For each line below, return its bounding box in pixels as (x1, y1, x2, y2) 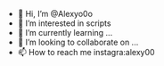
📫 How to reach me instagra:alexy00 (17, 47, 155, 57)
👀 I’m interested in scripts (17, 18, 111, 29)
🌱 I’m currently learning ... (17, 28, 113, 37)
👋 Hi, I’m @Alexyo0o (17, 9, 94, 19)
